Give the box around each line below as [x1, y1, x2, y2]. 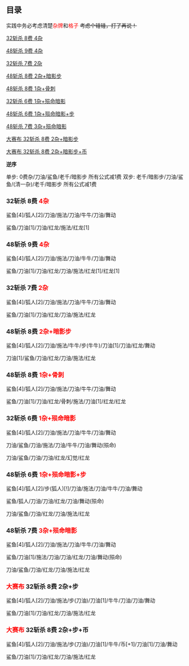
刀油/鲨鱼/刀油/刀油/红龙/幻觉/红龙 [6, 454, 90, 461]
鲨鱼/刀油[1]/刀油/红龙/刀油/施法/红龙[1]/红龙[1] [6, 267, 120, 275]
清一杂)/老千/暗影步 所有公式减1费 [15, 180, 97, 187]
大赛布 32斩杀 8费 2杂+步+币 [6, 626, 89, 634]
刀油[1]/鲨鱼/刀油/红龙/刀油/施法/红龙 [6, 355, 96, 361]
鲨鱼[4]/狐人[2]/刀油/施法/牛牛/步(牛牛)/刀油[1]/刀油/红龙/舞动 [6, 342, 155, 349]
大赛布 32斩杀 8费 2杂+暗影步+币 [6, 148, 87, 155]
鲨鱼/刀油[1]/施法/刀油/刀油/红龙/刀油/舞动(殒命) [6, 553, 122, 561]
